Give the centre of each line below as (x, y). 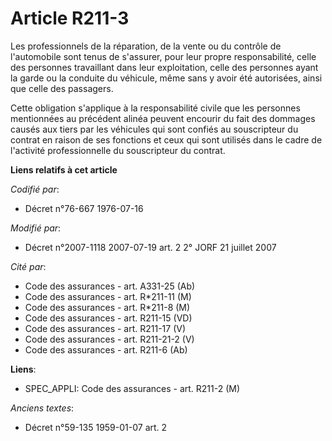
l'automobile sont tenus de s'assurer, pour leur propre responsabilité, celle (163, 56)
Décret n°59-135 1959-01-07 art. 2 (96, 427)
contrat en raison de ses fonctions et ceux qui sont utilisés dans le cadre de (166, 139)
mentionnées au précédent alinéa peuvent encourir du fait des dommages (163, 118)
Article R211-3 (70, 18)
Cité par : (28, 266)
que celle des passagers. (62, 88)
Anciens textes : (42, 408)
